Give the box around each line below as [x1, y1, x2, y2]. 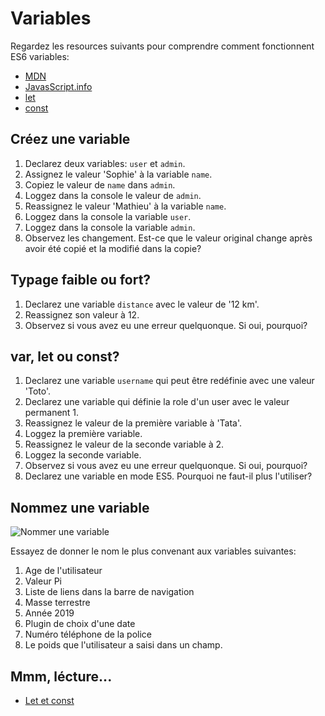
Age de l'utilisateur [24, 565, 103, 577]
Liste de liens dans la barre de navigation [24, 586, 195, 598]
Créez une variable [10, 131, 131, 148]
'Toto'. [24, 385, 52, 397]
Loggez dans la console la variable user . [24, 210, 192, 222]
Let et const [24, 695, 75, 706]
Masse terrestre [24, 597, 91, 609]
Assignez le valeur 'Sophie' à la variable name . [24, 168, 213, 180]
